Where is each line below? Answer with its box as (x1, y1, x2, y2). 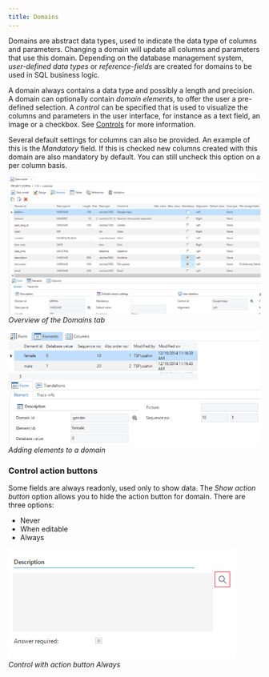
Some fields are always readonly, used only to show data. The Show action (8, 483, 256, 493)
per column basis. (8, 160, 68, 170)
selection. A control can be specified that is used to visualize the (35, 102, 248, 112)
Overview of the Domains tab (8, 314, 106, 324)
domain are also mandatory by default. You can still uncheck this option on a (8, 152, 261, 162)
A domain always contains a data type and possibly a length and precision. (8, 85, 255, 95)
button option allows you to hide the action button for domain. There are (8, 492, 246, 502)
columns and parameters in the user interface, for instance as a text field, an (8, 110, 261, 120)
